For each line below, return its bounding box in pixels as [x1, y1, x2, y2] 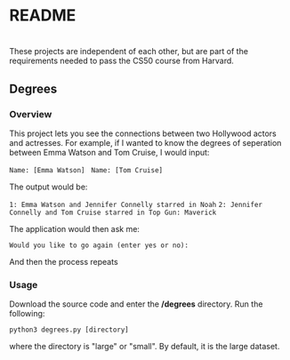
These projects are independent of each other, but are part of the [9, 46, 249, 57]
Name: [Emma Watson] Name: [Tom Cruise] [9, 166, 163, 175]
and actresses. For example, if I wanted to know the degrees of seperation [9, 138, 282, 148]
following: [9, 308, 45, 319]
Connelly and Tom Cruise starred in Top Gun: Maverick [9, 208, 217, 218]
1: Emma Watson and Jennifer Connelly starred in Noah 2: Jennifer [9, 201, 262, 210]
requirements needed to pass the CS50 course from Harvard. [9, 55, 234, 67]
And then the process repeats [9, 257, 118, 268]
